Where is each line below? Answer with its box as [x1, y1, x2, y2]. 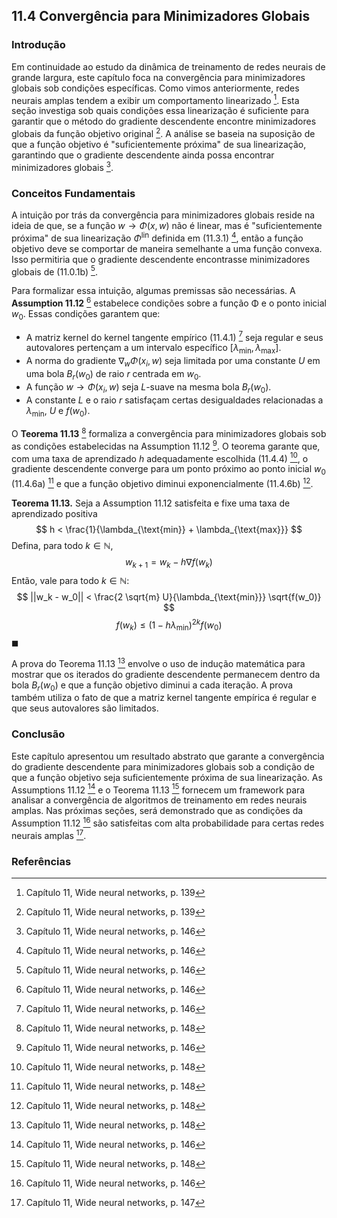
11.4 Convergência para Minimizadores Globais [11, 8, 311, 25]
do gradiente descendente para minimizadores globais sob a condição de [11, 760, 315, 773]
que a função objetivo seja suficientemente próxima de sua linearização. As [11, 771, 323, 783]
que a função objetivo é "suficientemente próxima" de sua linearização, [11, 139, 307, 150]
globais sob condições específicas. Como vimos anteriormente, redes [11, 82, 300, 94]
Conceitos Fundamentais [11, 186, 136, 200]
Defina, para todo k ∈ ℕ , [11, 539, 114, 551]
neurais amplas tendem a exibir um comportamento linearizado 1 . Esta [11, 92, 300, 106]
